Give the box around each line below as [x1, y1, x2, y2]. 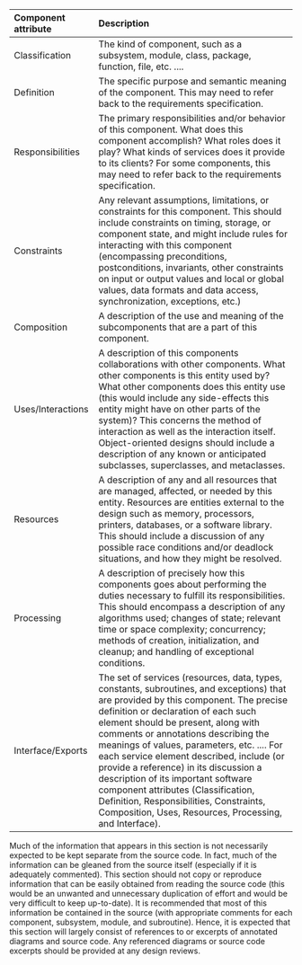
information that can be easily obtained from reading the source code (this [9, 879, 285, 889]
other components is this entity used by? [98, 369, 271, 381]
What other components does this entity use [98, 381, 286, 393]
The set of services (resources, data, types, [98, 671, 283, 684]
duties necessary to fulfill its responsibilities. [98, 589, 286, 601]
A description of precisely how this [98, 567, 245, 579]
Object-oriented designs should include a [98, 437, 275, 448]
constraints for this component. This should [98, 206, 282, 217]
